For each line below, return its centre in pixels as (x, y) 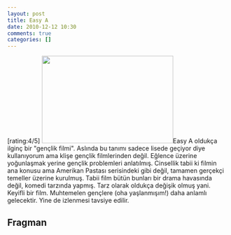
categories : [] (29, 40)
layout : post (26, 14)
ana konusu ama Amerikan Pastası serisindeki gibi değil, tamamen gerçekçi (115, 171)
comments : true (29, 33)
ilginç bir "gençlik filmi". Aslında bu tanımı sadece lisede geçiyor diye (106, 148)
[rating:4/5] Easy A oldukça (112, 141)
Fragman (27, 222)
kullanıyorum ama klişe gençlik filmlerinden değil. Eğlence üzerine (102, 156)
